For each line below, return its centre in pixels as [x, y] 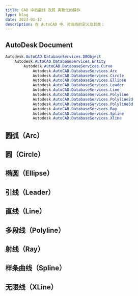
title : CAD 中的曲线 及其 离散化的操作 [43, 10]
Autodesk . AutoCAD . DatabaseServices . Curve [68, 66]
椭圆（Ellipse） [30, 173]
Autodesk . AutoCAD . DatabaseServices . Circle [78, 76]
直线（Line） [26, 212]
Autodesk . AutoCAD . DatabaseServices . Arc [75, 71]
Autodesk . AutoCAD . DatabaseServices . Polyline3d [83, 104]
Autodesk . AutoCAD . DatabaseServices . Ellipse [79, 80]
